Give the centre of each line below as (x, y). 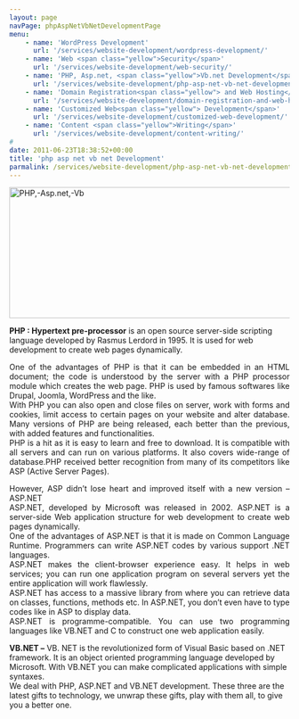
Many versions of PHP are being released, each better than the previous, (149, 424)
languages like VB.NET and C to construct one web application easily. (137, 631)
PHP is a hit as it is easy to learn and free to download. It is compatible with (149, 443)
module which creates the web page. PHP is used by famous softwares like (149, 386)
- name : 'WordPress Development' (87, 42)
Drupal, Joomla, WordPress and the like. (83, 396)
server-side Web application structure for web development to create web (149, 517)
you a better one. (40, 705)
